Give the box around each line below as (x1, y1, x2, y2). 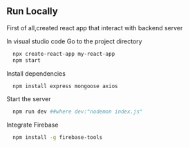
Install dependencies (6, 69, 66, 78)
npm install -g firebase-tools (12, 134, 103, 141)
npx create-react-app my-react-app (12, 50, 115, 57)
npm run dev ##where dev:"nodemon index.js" (12, 108, 143, 116)
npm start (12, 56, 41, 64)
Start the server (6, 95, 51, 103)
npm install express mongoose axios (12, 83, 118, 89)
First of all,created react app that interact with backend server (6, 23, 183, 32)
